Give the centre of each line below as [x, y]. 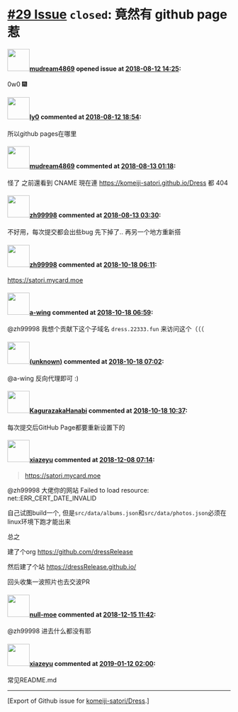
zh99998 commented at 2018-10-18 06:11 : [93, 264]
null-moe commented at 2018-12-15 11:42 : [93, 614]
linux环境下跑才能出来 [39, 522]
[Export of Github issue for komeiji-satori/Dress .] [79, 701]
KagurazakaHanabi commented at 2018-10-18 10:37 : [108, 410]
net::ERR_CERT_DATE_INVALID [52, 498]
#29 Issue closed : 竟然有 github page [118, 15]
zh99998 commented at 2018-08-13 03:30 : [95, 215]
